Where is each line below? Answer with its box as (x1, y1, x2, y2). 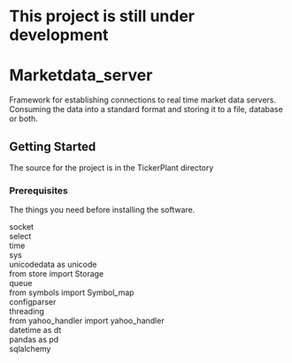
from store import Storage (9, 268, 104, 279)
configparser (9, 297, 57, 307)
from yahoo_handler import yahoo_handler (9, 315, 165, 326)
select (9, 231, 32, 242)
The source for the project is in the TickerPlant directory (9, 162, 214, 173)
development (9, 25, 109, 45)
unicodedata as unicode (9, 259, 97, 270)
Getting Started (9, 139, 96, 154)
